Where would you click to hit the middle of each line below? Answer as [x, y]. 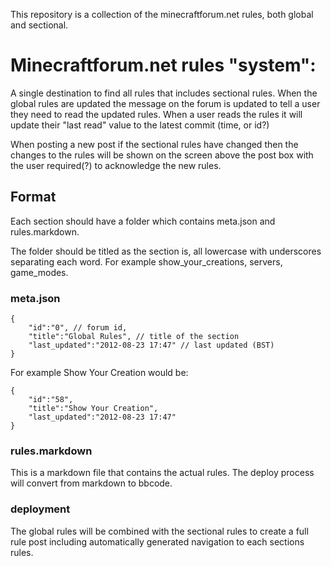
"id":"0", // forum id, [78, 328]
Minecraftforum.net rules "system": [163, 65]
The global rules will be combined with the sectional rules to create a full [159, 531]
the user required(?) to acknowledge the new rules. [116, 165]
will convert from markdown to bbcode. [91, 483]
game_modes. [39, 272]
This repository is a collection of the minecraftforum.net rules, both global [162, 14]
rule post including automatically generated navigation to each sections [157, 541]
